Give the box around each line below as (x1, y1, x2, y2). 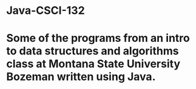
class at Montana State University (6, 57, 181, 71)
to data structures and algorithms (6, 44, 179, 58)
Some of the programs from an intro (6, 31, 190, 45)
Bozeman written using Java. (6, 70, 156, 84)
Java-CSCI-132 (6, 4, 85, 18)
